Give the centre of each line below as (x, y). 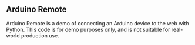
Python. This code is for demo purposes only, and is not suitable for (88, 29)
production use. (40, 35)
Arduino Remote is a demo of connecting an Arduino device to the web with (97, 23)
